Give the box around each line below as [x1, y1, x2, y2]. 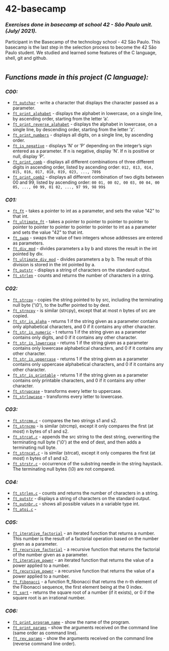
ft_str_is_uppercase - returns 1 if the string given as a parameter [12, 355, 148, 362]
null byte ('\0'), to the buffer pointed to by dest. [12, 302, 111, 308]
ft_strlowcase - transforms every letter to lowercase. [12, 393, 124, 399]
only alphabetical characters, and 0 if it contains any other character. [12, 323, 156, 330]
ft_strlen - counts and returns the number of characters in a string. [12, 272, 154, 278]
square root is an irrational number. [12, 595, 86, 601]
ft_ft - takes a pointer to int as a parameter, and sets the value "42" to [12, 208, 160, 214]
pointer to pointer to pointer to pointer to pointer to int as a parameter [12, 224, 157, 230]
